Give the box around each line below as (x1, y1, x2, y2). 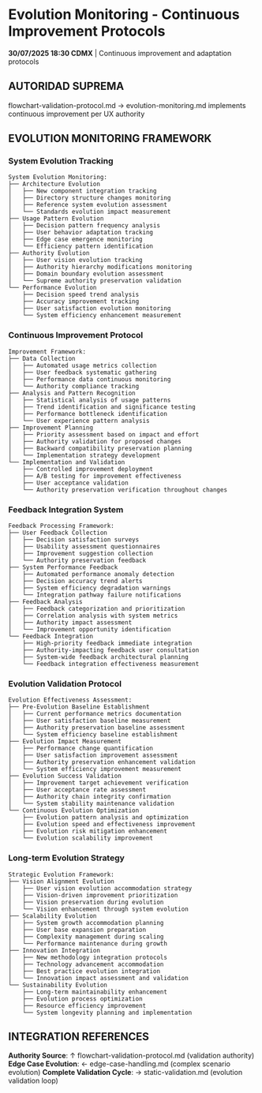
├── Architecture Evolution (8, 180, 101, 189)
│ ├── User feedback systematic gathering (8, 369, 157, 376)
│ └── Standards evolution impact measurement (8, 208, 171, 216)
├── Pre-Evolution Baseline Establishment (8, 703, 150, 711)
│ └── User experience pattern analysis (8, 417, 150, 425)
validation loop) (8, 1076, 59, 1086)
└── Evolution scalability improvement (22, 834, 154, 842)
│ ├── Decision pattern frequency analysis (8, 222, 160, 230)
